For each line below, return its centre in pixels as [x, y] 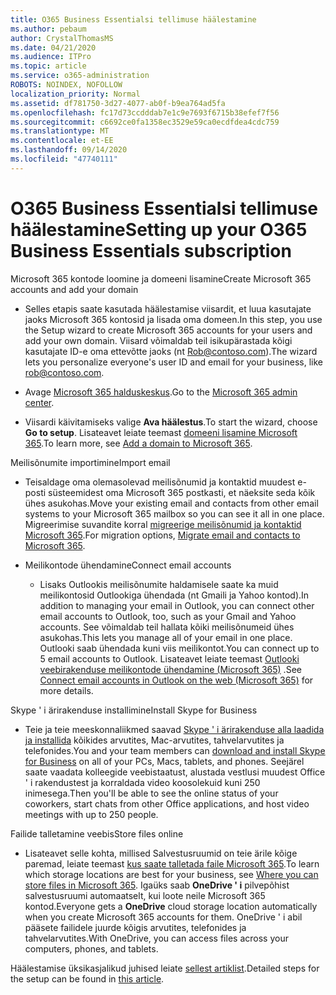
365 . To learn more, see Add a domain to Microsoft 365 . [138, 443]
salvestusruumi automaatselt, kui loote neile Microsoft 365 [145, 895]
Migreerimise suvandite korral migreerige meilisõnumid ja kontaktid [163, 524]
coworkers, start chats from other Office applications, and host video [167, 803]
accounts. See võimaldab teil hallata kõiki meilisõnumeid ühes [167, 627]
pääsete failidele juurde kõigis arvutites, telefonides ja [135, 927]
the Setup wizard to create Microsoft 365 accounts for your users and [168, 330]
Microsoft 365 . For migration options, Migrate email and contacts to [162, 535]
